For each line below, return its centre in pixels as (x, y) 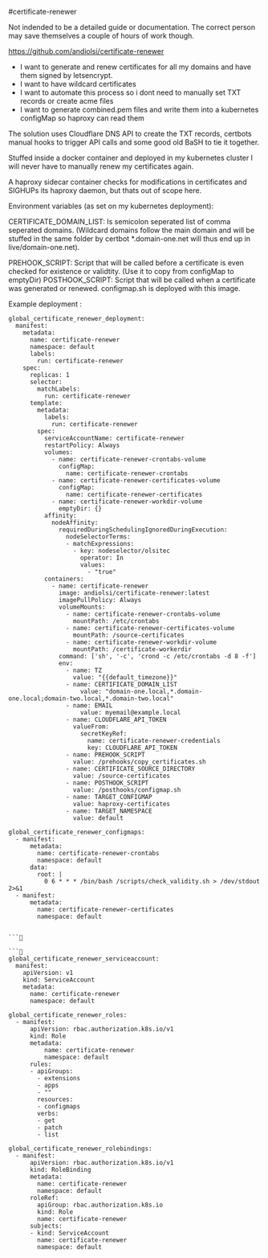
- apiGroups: (51, 1072)
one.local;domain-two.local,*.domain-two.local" (91, 699)
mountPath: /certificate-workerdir (132, 649)
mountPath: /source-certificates (128, 635)
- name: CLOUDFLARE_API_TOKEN (116, 719)
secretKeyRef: (104, 734)
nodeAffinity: (75, 522)
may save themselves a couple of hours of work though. (102, 36)
